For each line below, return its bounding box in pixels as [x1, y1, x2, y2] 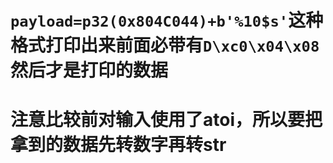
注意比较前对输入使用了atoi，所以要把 [10, 109, 323, 131]
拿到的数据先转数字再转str [10, 134, 227, 156]
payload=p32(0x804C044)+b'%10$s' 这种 [10, 9, 324, 32]
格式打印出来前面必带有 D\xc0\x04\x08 [10, 34, 320, 57]
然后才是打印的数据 [10, 59, 169, 82]
